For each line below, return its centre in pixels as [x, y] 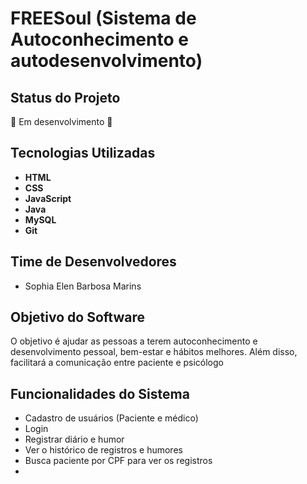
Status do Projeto [65, 97]
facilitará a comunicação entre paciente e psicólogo [117, 363]
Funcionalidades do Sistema [100, 393]
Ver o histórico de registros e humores [103, 450]
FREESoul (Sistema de [103, 18]
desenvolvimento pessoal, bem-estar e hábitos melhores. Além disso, [154, 352]
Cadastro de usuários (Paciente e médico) [111, 418]
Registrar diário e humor [74, 439]
